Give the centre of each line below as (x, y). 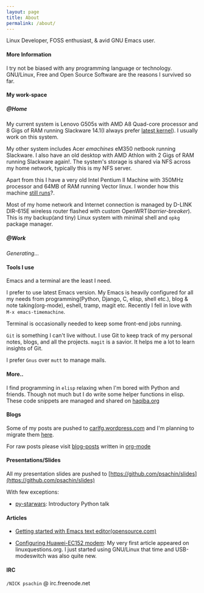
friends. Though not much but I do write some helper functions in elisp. (95, 394)
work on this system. (33, 137)
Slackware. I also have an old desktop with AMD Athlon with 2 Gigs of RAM (100, 155)
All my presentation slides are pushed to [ (58, 473)
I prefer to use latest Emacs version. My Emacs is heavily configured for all (100, 293)
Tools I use (20, 267)
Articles (17, 518)
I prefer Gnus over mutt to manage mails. (56, 360)
